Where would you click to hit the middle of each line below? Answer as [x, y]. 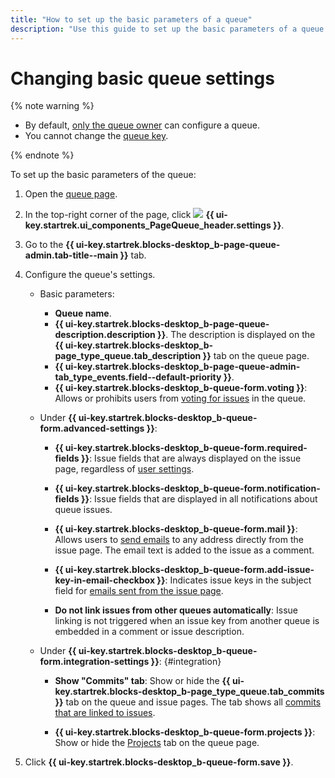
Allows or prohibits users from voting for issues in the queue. [180, 398]
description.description [105, 335]
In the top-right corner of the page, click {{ [119, 215]
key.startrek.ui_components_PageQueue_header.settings [148, 225]
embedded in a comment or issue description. [149, 632]
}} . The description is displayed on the [236, 335]
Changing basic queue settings [142, 78]
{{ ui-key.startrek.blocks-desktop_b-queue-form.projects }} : [185, 732]
